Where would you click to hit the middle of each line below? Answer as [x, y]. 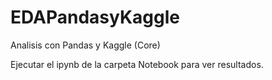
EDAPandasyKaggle [95, 17]
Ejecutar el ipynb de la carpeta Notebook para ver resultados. [137, 64]
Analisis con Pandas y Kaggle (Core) [85, 45]
